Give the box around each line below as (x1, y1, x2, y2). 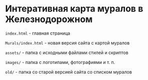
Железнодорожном (5, 13, 93, 25)
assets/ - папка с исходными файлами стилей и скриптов (5, 49, 128, 55)
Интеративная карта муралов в (5, 3, 143, 14)
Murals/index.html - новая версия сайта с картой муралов (5, 39, 130, 45)
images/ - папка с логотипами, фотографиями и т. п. (5, 59, 115, 65)
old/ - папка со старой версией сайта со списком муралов (5, 68, 132, 75)
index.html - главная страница (5, 30, 70, 36)
